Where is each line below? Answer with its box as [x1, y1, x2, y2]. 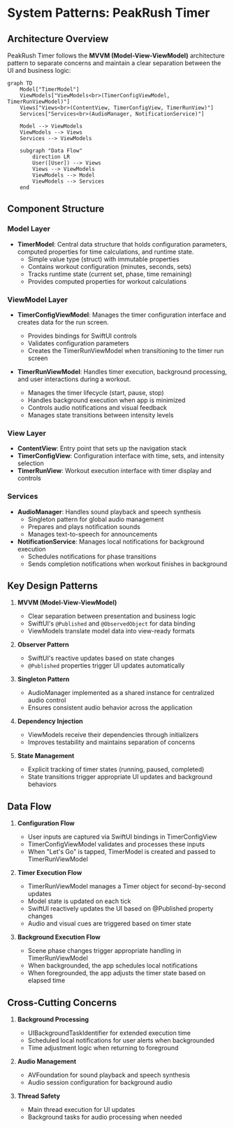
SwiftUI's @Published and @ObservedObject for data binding [27, 619, 196, 628]
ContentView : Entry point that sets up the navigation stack [17, 444, 187, 453]
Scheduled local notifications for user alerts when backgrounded [27, 1036, 215, 1045]
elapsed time [27, 976, 66, 985]
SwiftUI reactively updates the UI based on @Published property [27, 905, 214, 913]
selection [17, 459, 44, 467]
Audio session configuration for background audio [27, 1078, 173, 1087]
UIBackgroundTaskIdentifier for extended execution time [27, 1029, 191, 1038]
